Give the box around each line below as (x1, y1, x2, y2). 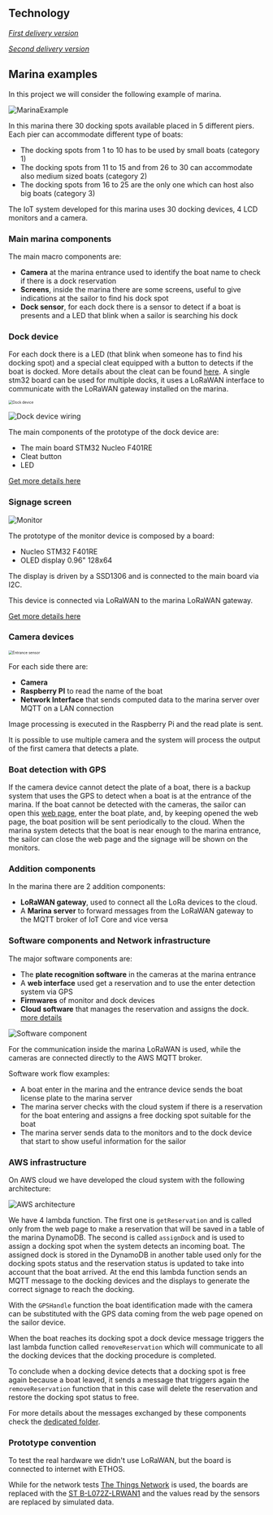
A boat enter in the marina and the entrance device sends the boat (19, 1084, 243, 1094)
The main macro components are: (8, 252, 122, 261)
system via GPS (19, 987, 73, 996)
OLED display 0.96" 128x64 (19, 555, 113, 565)
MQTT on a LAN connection (19, 703, 114, 713)
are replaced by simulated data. (8, 1497, 115, 1507)
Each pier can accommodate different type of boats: (8, 129, 184, 139)
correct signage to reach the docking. (8, 1285, 135, 1294)
